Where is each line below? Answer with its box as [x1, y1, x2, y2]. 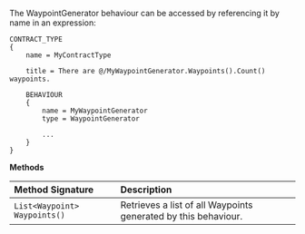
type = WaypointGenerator [42, 114, 141, 123]
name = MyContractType [25, 51, 112, 60]
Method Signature [14, 183, 94, 196]
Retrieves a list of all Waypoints [120, 199, 253, 211]
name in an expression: [9, 17, 97, 28]
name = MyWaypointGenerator [42, 106, 148, 115]
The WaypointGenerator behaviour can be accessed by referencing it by [9, 8, 280, 18]
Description [120, 183, 172, 196]
